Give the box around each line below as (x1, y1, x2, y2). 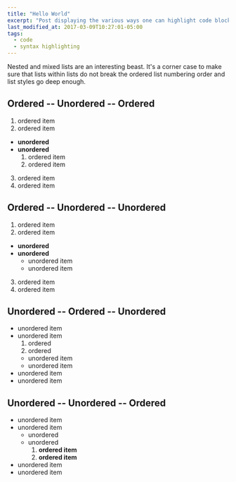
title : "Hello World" (7, 10, 71, 18)
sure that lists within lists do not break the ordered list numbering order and (7, 70, 225, 78)
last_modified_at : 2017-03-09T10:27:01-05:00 (7, 23, 143, 30)
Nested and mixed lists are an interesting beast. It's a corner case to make (7, 63, 223, 70)
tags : (7, 30, 23, 37)
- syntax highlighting (13, 43, 80, 50)
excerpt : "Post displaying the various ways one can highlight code (7, 17, 212, 24)
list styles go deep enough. (7, 78, 86, 85)
